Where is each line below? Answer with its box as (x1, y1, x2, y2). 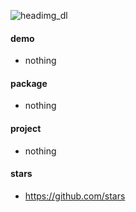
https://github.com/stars (24, 190, 126, 202)
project (10, 123, 42, 134)
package (10, 77, 48, 89)
